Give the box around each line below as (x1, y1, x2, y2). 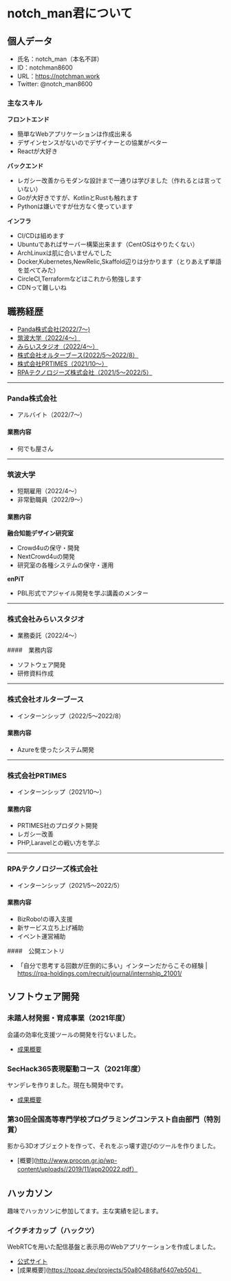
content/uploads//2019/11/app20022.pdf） (16, 1165, 138, 1173)
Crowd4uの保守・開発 (16, 544, 80, 552)
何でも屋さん (16, 444, 54, 453)
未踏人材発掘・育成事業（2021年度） (7, 1013, 130, 1023)
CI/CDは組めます (16, 232, 65, 240)
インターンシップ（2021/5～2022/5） (16, 881, 124, 889)
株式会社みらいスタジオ (7, 615, 85, 624)
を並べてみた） (16, 266, 60, 275)
